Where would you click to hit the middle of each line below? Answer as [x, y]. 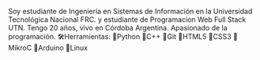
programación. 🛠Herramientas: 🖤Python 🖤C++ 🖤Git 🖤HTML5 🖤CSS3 [120, 37]
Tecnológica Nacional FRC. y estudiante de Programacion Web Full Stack [127, 19]
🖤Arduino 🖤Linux [61, 48]
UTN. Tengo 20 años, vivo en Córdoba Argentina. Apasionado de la [118, 28]
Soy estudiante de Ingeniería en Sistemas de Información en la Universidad [130, 11]
